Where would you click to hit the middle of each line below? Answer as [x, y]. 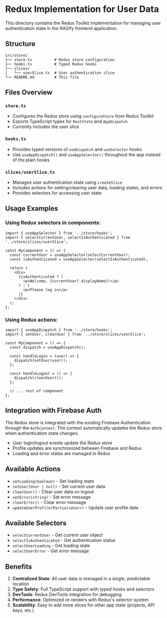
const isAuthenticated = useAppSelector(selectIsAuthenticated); [79, 259]
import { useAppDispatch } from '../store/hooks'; [59, 330]
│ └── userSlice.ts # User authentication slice [60, 73]
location [21, 584]
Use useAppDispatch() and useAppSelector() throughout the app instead [86, 154]
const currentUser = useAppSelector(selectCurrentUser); [70, 255]
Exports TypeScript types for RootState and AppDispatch [70, 122]
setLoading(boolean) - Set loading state [53, 481]
